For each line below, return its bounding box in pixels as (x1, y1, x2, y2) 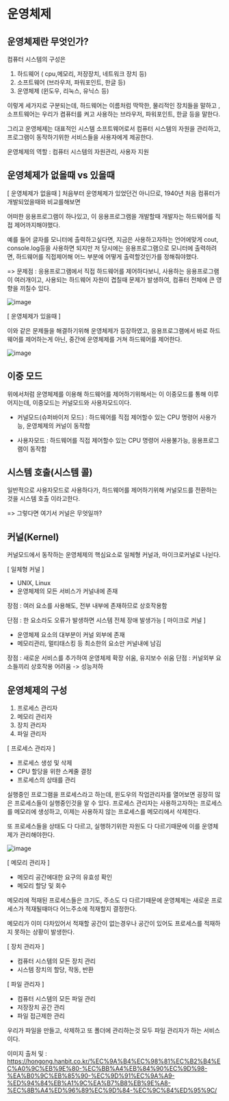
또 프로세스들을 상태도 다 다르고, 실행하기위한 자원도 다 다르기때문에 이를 (7, 822, 200, 830)
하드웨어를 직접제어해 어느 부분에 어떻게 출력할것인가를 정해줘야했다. (16, 252, 199, 260)
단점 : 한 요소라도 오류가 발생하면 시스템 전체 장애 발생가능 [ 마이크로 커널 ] (7, 616, 206, 624)
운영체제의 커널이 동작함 (26, 421, 91, 430)
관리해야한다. (19, 830, 55, 839)
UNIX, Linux (16, 579, 51, 587)
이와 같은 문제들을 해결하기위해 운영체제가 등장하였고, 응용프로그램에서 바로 (7, 326, 208, 334)
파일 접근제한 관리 (16, 1012, 65, 1020)
